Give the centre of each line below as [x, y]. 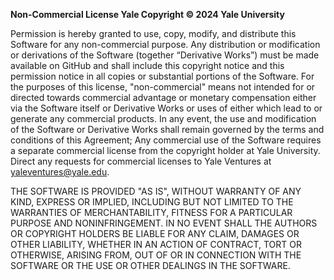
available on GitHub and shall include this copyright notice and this [147, 65]
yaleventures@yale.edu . [60, 172]
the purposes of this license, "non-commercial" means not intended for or [163, 87]
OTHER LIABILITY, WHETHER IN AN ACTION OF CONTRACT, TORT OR [156, 244]
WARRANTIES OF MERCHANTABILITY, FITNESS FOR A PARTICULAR [151, 212]
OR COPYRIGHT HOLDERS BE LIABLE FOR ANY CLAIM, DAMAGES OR [155, 233]
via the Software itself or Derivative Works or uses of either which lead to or [166, 108]
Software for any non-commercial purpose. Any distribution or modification [165, 44]
